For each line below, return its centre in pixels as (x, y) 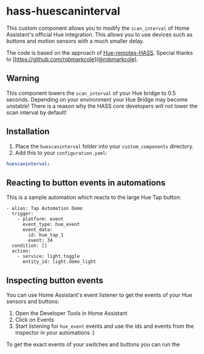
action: (22, 251)
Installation (28, 132)
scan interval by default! (36, 112)
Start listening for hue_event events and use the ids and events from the (104, 326)
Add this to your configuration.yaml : (61, 153)
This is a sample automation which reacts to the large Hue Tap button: (94, 197)
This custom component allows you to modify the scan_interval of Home (98, 28)
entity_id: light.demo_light (59, 262)
